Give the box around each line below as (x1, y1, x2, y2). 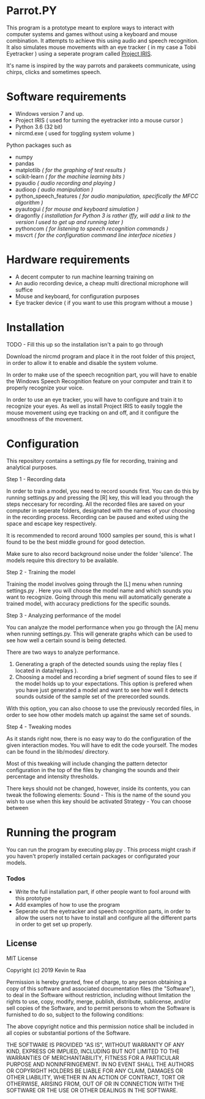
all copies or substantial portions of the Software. (6, 1029, 130, 1037)
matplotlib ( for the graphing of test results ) (15, 166, 126, 173)
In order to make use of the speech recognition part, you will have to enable (6, 371, 198, 378)
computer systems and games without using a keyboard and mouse (6, 30, 177, 37)
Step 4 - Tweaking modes (6, 723, 72, 730)
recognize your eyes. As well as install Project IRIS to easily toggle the (6, 402, 182, 410)
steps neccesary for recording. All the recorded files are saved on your (6, 500, 185, 508)
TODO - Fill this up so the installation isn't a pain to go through (6, 340, 163, 348)
